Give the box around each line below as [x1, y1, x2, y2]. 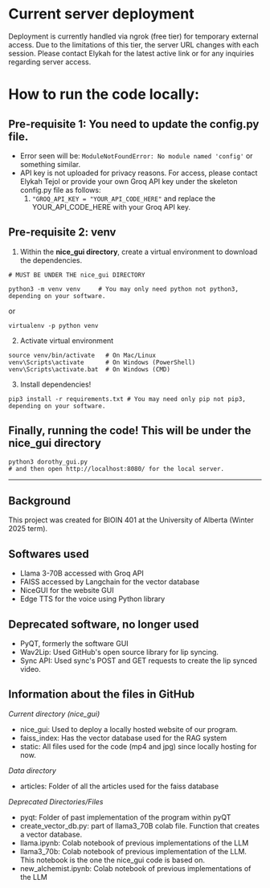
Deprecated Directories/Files [8, 796, 104, 806]
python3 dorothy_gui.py [8, 457, 88, 466]
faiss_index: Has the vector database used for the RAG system [19, 733, 227, 743]
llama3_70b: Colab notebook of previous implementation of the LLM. [19, 846, 247, 856]
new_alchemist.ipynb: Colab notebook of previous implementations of [19, 863, 252, 873]
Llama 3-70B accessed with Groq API [19, 568, 145, 579]
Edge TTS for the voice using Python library [19, 594, 166, 604]
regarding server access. [8, 57, 92, 67]
